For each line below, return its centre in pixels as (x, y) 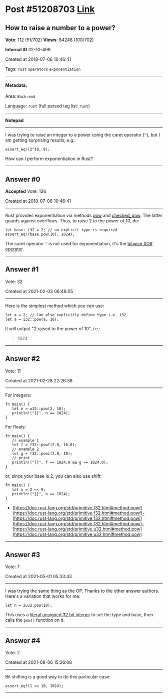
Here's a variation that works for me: (43, 596)
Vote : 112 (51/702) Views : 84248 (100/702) (49, 40)
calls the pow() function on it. (35, 620)
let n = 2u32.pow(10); (29, 606)
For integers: (18, 395)
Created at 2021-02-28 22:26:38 (39, 380)
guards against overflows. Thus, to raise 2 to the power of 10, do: (72, 221)
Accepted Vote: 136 (26, 191)
